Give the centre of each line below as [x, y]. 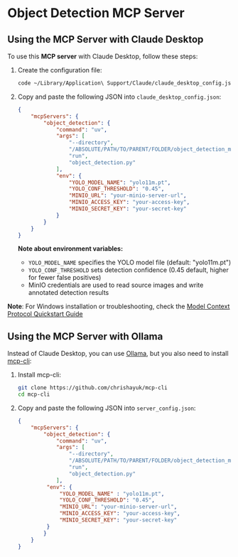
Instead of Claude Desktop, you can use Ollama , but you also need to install [118, 354]
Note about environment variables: [70, 249]
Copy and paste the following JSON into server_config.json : [107, 408]
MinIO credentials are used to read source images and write [116, 285]
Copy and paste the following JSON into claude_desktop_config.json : [119, 97]
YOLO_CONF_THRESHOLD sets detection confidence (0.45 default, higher [128, 270]
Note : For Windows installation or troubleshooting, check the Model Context [119, 306]
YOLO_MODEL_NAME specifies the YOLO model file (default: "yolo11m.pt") [130, 263]
